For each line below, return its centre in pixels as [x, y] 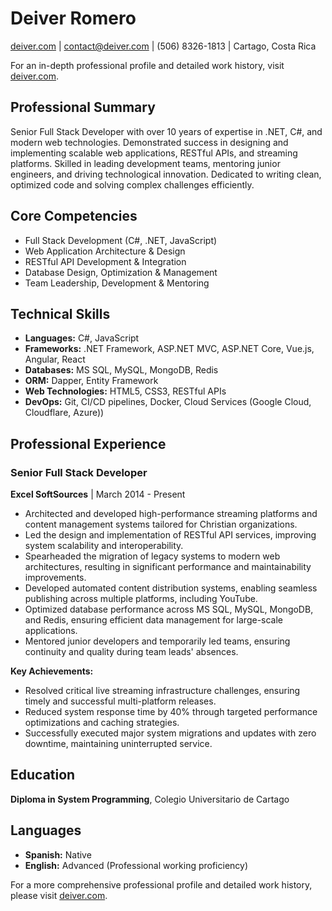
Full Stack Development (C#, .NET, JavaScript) [121, 240]
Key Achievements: [52, 671]
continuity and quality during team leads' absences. [131, 652]
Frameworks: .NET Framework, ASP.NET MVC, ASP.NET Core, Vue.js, [169, 349]
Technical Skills [60, 313]
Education [43, 775]
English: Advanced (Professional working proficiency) [136, 865]
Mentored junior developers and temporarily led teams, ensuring [157, 641]
